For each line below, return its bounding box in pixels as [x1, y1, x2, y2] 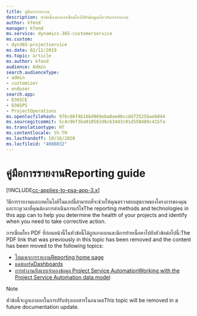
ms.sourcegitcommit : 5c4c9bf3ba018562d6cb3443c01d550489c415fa [6, 119, 166, 125]
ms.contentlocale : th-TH [6, 130, 67, 136]
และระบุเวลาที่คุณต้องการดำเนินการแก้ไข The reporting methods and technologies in [6, 205, 189, 212]
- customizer [6, 81, 38, 87]
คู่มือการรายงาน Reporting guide [6, 167, 146, 180]
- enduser [6, 86, 31, 92]
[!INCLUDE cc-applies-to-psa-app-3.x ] [6, 186, 100, 193]
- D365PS [6, 102, 28, 108]
